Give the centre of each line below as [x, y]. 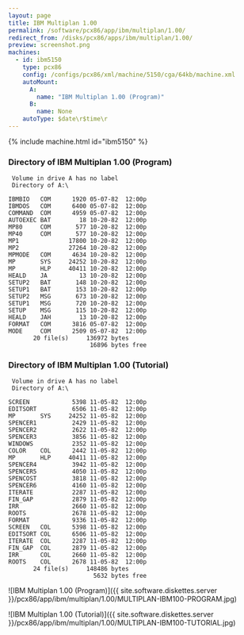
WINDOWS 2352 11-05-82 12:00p [78, 444]
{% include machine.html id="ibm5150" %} [78, 141]
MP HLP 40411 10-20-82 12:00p [78, 269]
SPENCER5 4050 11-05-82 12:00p [78, 472]
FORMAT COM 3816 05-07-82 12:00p [78, 325]
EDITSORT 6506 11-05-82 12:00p [78, 410]
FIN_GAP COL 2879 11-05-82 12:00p [78, 548]
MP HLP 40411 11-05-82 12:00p [78, 458]
